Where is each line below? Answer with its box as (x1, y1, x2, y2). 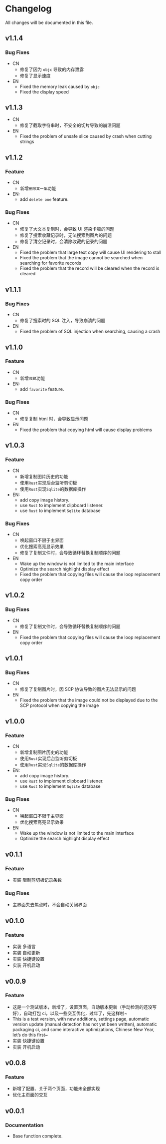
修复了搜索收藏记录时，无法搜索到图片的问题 (19, 232, 112, 238)
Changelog (5, 3, 52, 14)
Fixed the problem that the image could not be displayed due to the (19, 697, 158, 703)
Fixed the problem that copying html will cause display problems (19, 427, 152, 433)
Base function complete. (12, 1133, 63, 1139)
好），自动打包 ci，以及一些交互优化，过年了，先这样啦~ (12, 1010, 128, 1016)
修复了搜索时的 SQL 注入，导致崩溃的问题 (19, 318, 106, 324)
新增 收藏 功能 (19, 375, 45, 381)
